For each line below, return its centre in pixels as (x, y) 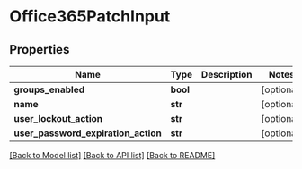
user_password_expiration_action (88, 133)
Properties (40, 50)
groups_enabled (49, 89)
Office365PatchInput (90, 17)
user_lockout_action (58, 118)
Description (227, 75)
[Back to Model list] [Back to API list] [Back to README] (112, 155)
